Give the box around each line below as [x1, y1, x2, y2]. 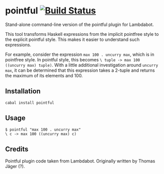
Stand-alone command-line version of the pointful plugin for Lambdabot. [5, 21, 154, 27]
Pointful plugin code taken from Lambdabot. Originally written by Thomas [5, 158, 156, 164]
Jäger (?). [5, 164, 25, 170]
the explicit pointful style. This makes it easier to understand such [5, 36, 140, 42]
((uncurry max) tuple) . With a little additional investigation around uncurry [5, 62, 158, 68]
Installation [5, 87, 41, 96]
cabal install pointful [5, 100, 55, 105]
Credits [5, 145, 29, 153]
